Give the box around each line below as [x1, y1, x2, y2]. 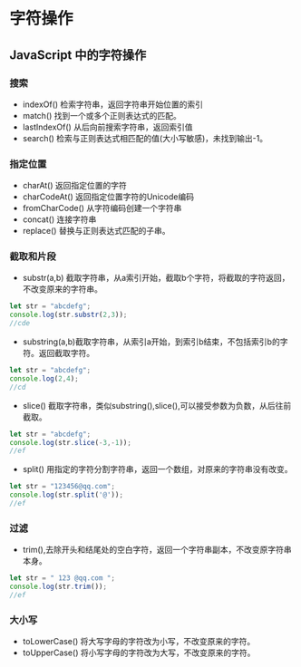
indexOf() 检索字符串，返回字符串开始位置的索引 [22, 99, 204, 110]
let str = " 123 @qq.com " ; [9, 574, 116, 583]
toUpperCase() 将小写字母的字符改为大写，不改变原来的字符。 [22, 647, 256, 658]
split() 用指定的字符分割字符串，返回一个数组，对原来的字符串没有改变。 [22, 464, 293, 475]
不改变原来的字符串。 [22, 284, 102, 295]
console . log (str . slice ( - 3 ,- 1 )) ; [9, 438, 131, 447]
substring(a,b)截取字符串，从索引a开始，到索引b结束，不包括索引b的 [22, 336, 281, 347]
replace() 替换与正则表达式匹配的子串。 [22, 226, 170, 237]
